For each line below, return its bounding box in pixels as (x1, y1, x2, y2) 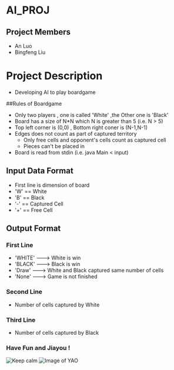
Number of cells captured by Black (14, 329, 99, 337)
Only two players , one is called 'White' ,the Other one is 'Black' (14, 111, 169, 118)
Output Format (6, 224, 61, 234)
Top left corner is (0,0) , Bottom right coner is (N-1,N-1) (14, 124, 148, 131)
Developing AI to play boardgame (14, 89, 96, 96)
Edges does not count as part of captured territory (14, 130, 137, 137)
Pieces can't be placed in (23, 142, 85, 150)
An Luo (14, 42, 32, 49)
